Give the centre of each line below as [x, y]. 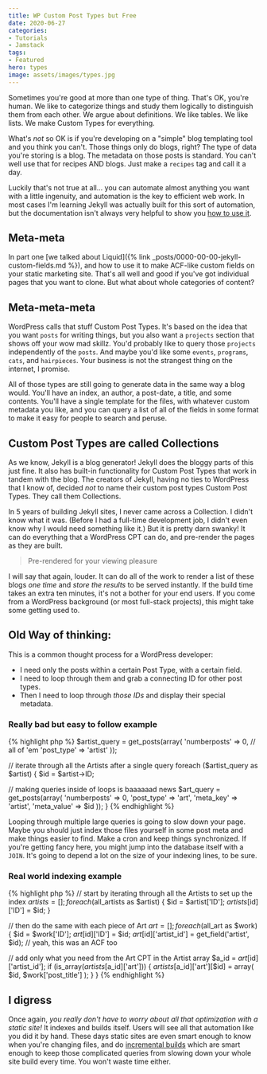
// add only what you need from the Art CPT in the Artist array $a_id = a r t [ [129, 958]
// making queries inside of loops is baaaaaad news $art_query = [114, 790]
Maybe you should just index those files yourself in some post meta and [126, 830]
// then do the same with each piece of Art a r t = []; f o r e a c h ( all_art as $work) [133, 926]
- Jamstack [26, 45]
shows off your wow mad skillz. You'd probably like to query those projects [132, 344]
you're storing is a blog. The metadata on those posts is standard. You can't [132, 155]
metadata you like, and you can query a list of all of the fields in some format [133, 410]
